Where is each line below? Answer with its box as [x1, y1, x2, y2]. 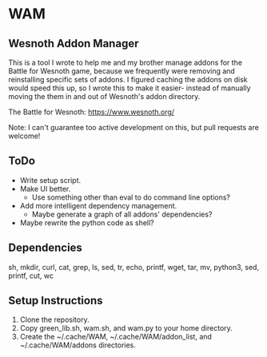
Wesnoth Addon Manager [8, 37, 139, 50]
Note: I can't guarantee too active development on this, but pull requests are [8, 123, 260, 132]
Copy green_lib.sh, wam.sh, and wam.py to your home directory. [19, 323, 233, 333]
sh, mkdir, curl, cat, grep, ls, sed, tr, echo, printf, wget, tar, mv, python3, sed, [8, 262, 260, 272]
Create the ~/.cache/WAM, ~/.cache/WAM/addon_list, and [19, 332, 212, 342]
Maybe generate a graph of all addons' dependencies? [31, 209, 213, 219]
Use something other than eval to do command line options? [31, 192, 230, 202]
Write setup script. [19, 175, 82, 184]
